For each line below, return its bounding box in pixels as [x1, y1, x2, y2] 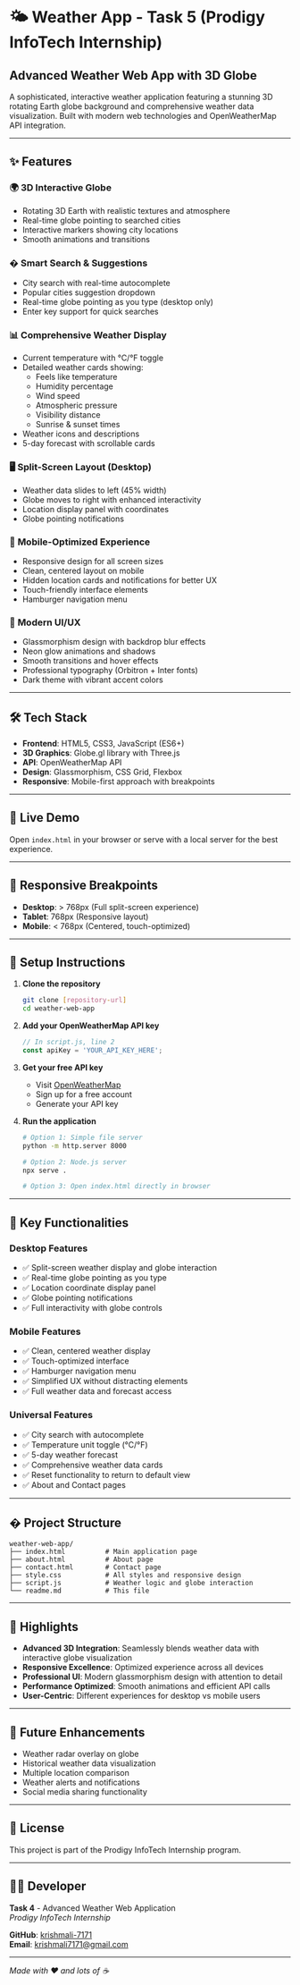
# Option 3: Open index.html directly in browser [21, 1182, 212, 1191]
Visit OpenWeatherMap [35, 1079, 121, 1090]
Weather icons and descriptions [21, 428, 140, 439]
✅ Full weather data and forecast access [21, 1386, 172, 1397]
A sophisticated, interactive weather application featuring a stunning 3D [9, 91, 274, 102]
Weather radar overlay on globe [21, 1749, 139, 1760]
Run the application [21, 1115, 96, 1127]
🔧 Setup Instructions [9, 955, 126, 970]
